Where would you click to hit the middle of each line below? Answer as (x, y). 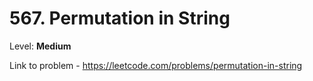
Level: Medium (40, 46)
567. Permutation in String (120, 18)
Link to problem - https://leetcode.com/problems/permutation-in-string (156, 65)
